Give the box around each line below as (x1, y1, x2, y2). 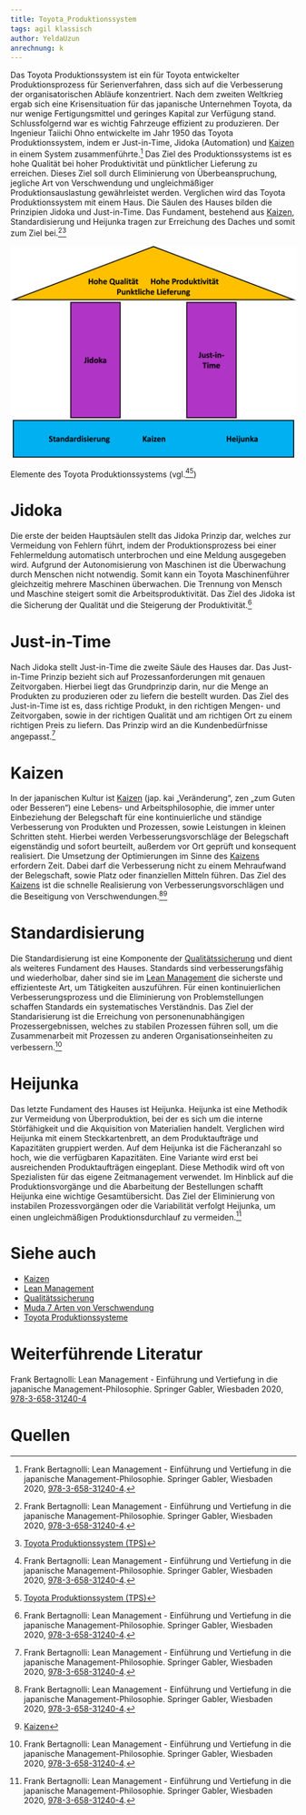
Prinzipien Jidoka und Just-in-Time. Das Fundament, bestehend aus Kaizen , (10, 206, 295, 218)
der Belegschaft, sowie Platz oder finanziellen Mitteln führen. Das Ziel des (10, 870, 287, 881)
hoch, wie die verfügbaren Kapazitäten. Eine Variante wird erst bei (10, 1151, 258, 1162)
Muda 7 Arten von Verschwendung (23, 1303, 154, 1313)
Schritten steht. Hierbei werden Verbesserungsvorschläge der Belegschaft (10, 831, 290, 842)
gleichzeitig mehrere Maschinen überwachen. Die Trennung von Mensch (10, 579, 282, 590)
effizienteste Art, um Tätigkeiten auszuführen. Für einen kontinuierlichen (10, 982, 281, 993)
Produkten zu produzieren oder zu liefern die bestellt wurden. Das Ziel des (10, 690, 290, 701)
